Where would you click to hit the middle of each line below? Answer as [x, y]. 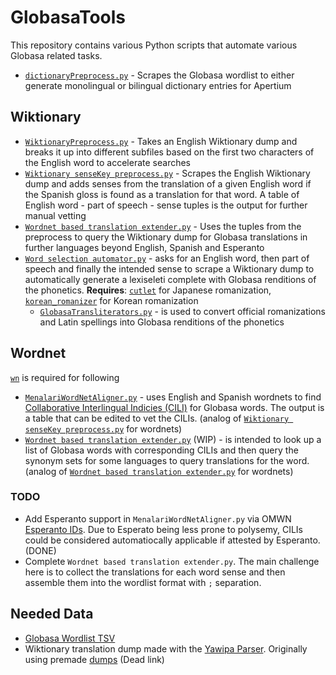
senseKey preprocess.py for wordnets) [103, 428]
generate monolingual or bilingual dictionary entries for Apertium [158, 85]
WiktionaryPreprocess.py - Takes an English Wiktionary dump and [161, 141]
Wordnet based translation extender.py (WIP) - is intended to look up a [173, 439]
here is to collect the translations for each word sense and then [155, 572]
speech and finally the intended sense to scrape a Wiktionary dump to [169, 268]
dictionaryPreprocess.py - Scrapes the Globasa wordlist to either [159, 75]
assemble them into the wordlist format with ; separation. [143, 582]
